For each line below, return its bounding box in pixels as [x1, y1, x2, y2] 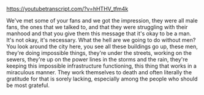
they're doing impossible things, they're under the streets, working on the [6, 49, 192, 57]
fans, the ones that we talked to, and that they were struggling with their [6, 24, 188, 30]
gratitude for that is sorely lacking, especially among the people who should [6, 76, 198, 82]
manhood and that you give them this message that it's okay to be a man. [6, 30, 192, 37]
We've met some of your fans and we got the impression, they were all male [6, 17, 198, 24]
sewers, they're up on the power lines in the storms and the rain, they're [6, 56, 188, 63]
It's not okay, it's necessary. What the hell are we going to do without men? [6, 37, 196, 43]
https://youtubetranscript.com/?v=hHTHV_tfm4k [6, 5, 129, 12]
